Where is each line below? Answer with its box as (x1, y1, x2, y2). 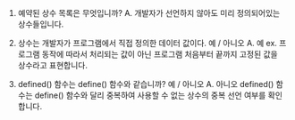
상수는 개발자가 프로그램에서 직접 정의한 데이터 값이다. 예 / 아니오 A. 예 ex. (17, 38, 277, 48)
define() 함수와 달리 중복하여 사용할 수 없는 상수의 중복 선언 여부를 (34, 90, 266, 100)
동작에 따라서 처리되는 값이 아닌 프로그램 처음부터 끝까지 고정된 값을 (41, 49, 279, 60)
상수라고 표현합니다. (17, 60, 88, 70)
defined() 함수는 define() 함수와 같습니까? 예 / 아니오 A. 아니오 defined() (17, 79, 274, 89)
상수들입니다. (17, 19, 64, 29)
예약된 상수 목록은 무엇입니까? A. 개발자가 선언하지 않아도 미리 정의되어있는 (17, 8, 281, 18)
